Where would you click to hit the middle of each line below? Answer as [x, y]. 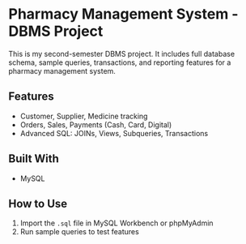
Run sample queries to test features [79, 232]
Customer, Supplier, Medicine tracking [84, 116]
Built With [34, 159]
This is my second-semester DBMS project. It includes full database [122, 54]
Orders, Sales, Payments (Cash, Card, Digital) [96, 124]
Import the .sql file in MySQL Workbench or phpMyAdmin [117, 223]
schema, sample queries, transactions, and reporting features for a [120, 62]
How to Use [38, 203]
